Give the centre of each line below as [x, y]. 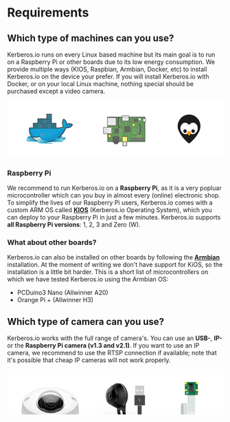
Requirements [48, 13]
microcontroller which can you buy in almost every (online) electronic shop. [114, 196]
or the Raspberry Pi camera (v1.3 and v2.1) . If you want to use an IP [103, 346]
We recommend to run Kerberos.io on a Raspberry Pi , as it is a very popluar [114, 188]
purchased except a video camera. [56, 91]
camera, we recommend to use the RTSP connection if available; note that [112, 353]
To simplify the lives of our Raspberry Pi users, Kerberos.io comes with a [110, 203]
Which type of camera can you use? [86, 321]
